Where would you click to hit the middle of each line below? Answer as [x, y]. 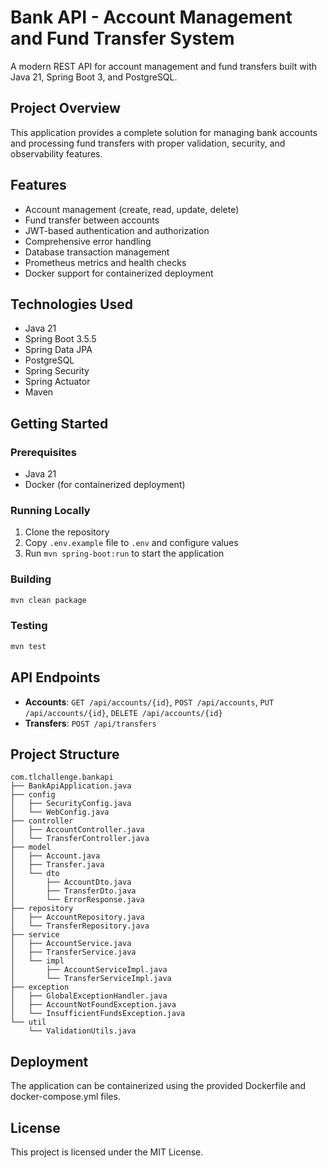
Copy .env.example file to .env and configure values [131, 543]
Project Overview [65, 108]
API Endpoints [55, 677]
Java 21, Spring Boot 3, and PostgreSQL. [94, 77]
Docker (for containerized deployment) [105, 485]
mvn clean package [48, 600]
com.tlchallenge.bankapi [62, 777]
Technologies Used [71, 304]
